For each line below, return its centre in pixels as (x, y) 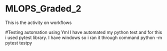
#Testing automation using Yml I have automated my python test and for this (84, 32)
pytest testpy (19, 42)
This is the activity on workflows (38, 22)
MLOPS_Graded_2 (43, 9)
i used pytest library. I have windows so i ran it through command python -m (84, 37)
